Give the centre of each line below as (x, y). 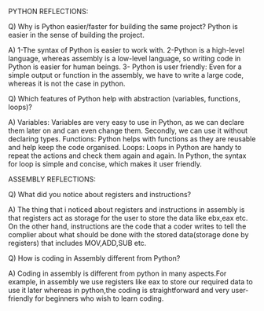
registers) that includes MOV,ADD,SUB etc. (77, 243)
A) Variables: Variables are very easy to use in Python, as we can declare (126, 122)
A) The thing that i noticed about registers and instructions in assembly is (126, 210)
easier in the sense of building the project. (77, 35)
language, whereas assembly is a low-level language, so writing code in (125, 59)
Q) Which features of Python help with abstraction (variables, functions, (125, 99)
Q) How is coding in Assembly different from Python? (94, 258)
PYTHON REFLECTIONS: (48, 11)
